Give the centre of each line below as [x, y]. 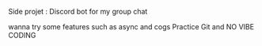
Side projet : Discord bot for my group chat [78, 11]
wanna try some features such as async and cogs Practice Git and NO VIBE [131, 27]
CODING [22, 35]
